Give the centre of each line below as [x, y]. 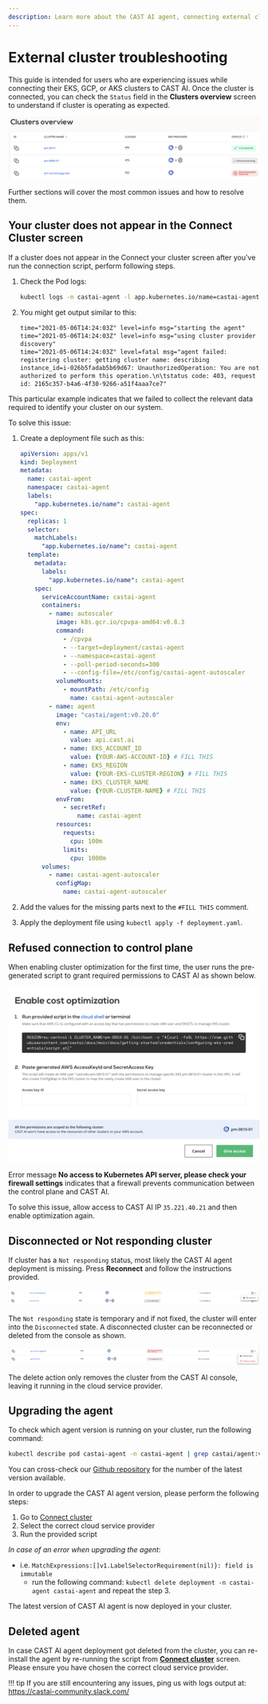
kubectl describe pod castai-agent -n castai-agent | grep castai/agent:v [135, 1454]
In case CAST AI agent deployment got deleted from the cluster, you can [127, 1650]
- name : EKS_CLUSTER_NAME [106, 782]
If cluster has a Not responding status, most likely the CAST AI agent [120, 1260]
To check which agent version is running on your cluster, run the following [130, 1430]
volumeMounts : [79, 681]
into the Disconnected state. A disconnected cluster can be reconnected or [130, 1327]
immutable [36, 1575]
